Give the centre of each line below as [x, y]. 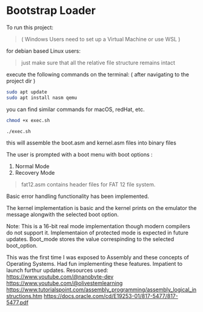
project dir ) [21, 81]
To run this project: [30, 27]
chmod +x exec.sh [28, 120]
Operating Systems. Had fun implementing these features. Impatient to [95, 264]
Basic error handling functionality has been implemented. [78, 196]
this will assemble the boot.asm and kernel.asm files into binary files [92, 143]
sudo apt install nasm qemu [42, 98]
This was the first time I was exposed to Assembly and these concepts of [98, 257]
